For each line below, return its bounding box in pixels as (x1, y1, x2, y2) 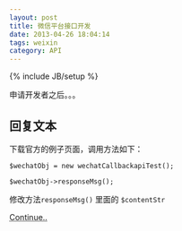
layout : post (9, 13, 58, 22)
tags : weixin (9, 38, 58, 47)
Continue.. (9, 211, 48, 222)
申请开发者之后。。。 (9, 90, 81, 100)
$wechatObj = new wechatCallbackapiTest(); (9, 161, 175, 170)
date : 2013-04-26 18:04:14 (9, 30, 110, 38)
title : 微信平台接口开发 (9, 21, 91, 30)
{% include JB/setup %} (9, 71, 99, 81)
